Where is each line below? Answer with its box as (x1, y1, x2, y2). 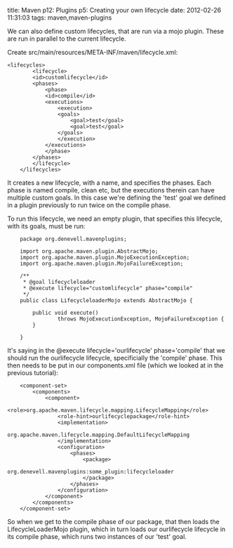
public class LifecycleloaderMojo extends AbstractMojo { (20, 297, 193, 304)
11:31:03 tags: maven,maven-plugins (7, 13, 112, 22)
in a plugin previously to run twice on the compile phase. (7, 201, 171, 209)
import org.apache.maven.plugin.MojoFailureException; (20, 260, 184, 267)
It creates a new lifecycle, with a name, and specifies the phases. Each (7, 178, 212, 187)
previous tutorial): (7, 369, 58, 377)
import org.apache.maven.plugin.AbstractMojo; (20, 248, 159, 255)
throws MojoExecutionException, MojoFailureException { (57, 315, 225, 322)
